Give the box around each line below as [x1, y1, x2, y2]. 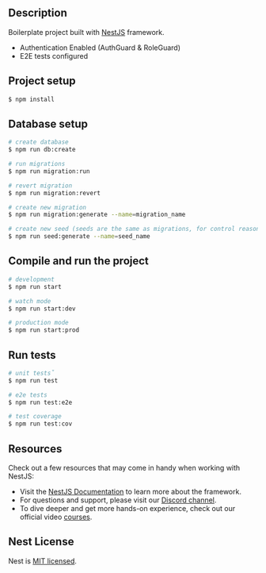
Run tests [8, 348, 56, 362]
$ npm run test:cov [8, 420, 73, 428]
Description [8, 6, 67, 20]
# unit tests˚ [8, 369, 55, 377]
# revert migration [8, 182, 73, 190]
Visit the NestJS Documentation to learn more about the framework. [19, 487, 241, 496]
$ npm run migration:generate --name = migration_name [8, 210, 186, 219]
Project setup [8, 75, 77, 88]
